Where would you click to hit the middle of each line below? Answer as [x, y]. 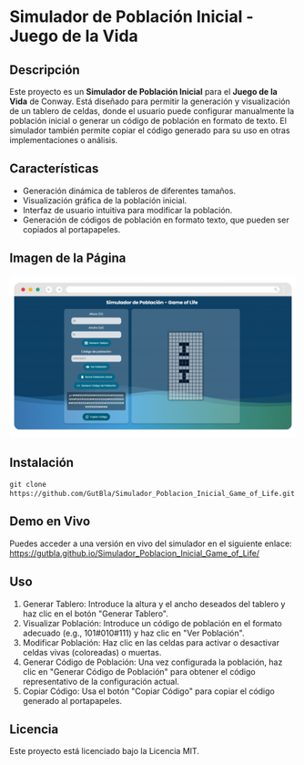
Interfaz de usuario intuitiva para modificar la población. [127, 210]
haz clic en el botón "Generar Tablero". [95, 614]
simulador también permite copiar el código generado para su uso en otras [150, 130]
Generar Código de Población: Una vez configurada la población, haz [152, 662]
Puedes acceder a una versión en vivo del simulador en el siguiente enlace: [151, 543]
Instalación [42, 462]
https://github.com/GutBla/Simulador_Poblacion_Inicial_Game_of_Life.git [152, 493]
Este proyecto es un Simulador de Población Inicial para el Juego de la [143, 92]
